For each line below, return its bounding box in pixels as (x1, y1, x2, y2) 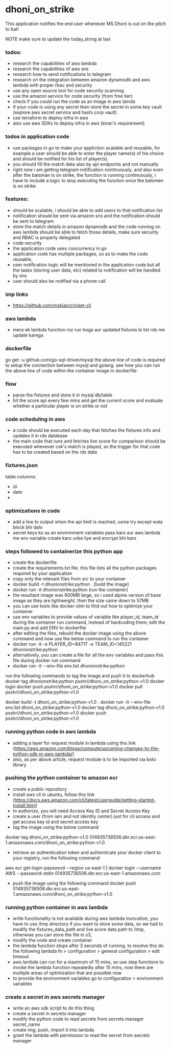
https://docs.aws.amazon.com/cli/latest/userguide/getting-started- (14, 796, 156, 803)
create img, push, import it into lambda (12, 1027, 94, 1033)
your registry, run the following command (12, 854, 100, 861)
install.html (12, 802, 36, 808)
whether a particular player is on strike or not (12, 403, 108, 409)
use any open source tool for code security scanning (12, 88, 124, 94)
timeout (12, 954, 29, 960)
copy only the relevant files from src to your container (12, 576, 126, 582)
